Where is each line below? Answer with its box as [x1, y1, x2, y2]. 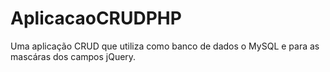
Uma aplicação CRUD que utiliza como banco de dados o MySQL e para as [10, 40, 320, 52]
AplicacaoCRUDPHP [10, 7, 182, 30]
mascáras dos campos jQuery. [10, 50, 137, 62]
